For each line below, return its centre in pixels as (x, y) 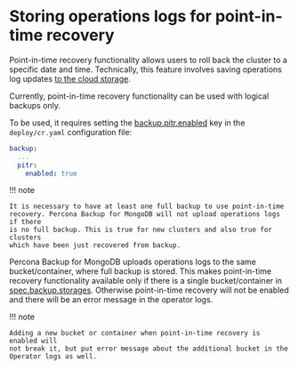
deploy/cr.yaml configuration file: (71, 132)
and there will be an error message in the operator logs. (111, 300)
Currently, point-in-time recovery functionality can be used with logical (139, 96)
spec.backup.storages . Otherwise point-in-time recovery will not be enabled (149, 290)
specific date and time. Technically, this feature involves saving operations (145, 69)
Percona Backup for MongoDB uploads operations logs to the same (133, 262)
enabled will (33, 341)
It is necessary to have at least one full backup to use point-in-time (147, 206)
